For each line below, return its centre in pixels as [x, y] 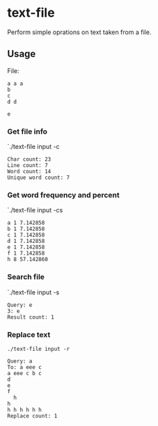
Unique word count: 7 [39, 178]
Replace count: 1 [32, 416]
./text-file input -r [39, 349]
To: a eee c [24, 367]
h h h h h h [24, 410]
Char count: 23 [29, 159]
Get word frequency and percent [63, 195]
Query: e [20, 305]
